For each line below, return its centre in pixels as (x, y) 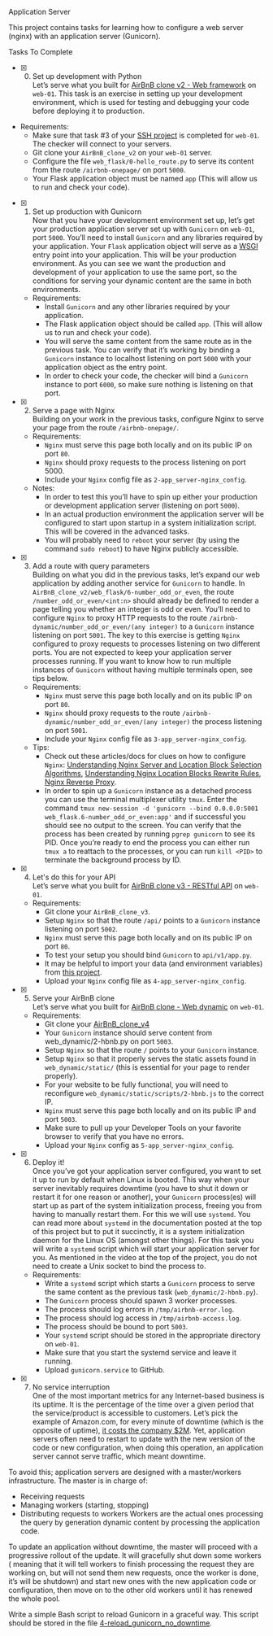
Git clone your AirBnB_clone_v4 (97, 1024)
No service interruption (71, 1387)
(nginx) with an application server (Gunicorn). (84, 36)
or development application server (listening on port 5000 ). (142, 505)
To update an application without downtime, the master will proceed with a (133, 1547)
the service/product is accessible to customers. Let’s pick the (135, 1413)
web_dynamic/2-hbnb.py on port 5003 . (109, 1041)
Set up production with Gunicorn (87, 212)
